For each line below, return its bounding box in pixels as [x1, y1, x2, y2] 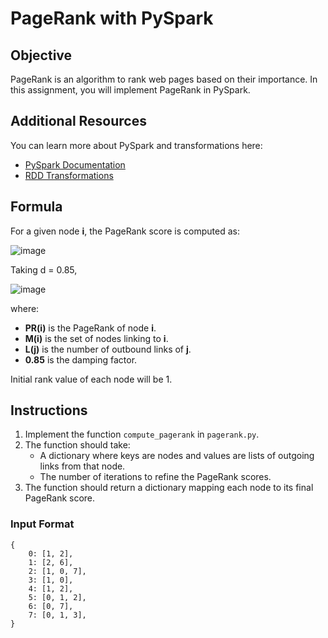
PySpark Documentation [24, 158, 126, 171]
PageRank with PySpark [10, 7, 214, 30]
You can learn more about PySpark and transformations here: [10, 139, 263, 151]
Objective [10, 47, 73, 64]
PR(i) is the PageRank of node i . [24, 322, 157, 334]
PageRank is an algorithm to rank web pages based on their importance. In [10, 73, 318, 85]
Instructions [10, 402, 88, 419]
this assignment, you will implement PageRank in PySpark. [10, 84, 251, 96]
